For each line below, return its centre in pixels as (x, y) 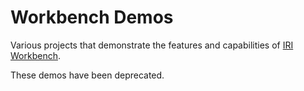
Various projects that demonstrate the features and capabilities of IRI (152, 45)
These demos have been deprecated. (87, 75)
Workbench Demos (92, 17)
